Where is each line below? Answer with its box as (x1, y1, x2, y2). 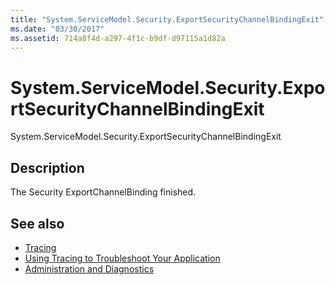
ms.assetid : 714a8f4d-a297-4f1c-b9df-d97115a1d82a (10, 33, 226, 43)
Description (10, 159, 85, 176)
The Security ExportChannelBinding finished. (10, 186, 197, 198)
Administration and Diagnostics (24, 262, 155, 275)
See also (10, 215, 65, 232)
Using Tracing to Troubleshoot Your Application (24, 252, 221, 264)
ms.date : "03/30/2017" (10, 24, 105, 34)
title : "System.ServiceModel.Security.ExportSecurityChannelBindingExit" (10, 14, 325, 25)
